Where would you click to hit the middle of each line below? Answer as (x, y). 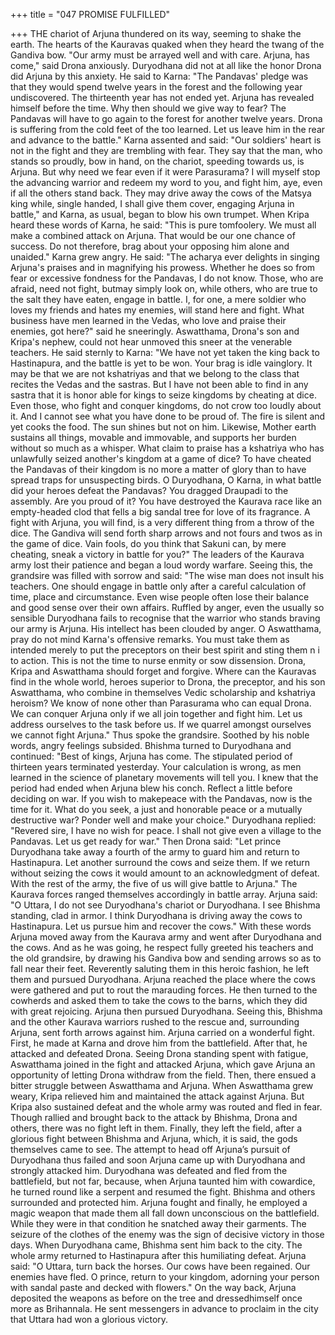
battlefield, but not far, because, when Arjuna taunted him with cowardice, (163, 1181)
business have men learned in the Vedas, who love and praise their (148, 320)
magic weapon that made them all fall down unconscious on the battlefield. (165, 1213)
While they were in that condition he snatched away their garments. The (158, 1223)
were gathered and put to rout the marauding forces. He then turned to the (164, 990)
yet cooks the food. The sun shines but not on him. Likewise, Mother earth (163, 427)
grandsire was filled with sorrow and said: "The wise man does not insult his (167, 575)
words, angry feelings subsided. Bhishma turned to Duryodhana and (151, 745)
